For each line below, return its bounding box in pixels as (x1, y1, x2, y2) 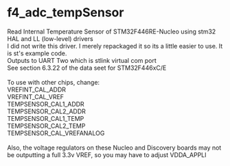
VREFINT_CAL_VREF (7, 92, 64, 100)
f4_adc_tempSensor (7, 5, 124, 20)
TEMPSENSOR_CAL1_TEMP (7, 114, 84, 122)
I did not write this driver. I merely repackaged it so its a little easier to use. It (7, 42, 223, 50)
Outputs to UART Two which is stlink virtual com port (7, 56, 157, 64)
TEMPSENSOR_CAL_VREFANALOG (7, 128, 105, 137)
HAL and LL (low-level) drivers (7, 34, 94, 42)
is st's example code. (7, 49, 67, 57)
